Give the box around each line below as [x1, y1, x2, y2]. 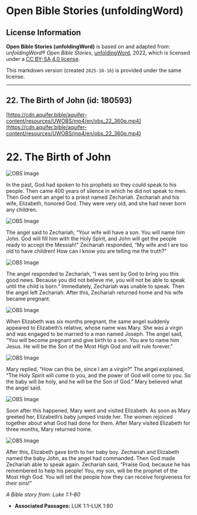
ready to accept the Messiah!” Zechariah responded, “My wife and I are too [6, 241, 188, 248]
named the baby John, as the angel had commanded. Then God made [6, 455, 175, 462]
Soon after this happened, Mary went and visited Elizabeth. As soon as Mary [6, 406, 191, 414]
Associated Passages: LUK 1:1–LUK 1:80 [14, 502, 113, 509]
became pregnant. [6, 295, 51, 302]
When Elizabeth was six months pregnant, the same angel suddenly [6, 318, 170, 325]
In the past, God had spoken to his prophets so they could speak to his [6, 181, 177, 188]
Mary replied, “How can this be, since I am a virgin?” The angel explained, [6, 365, 185, 372]
